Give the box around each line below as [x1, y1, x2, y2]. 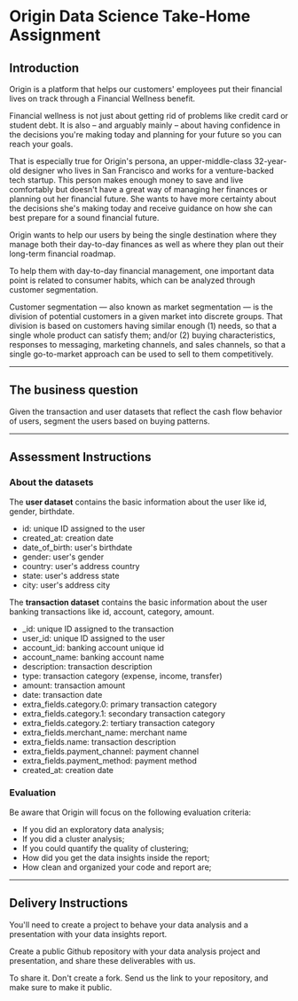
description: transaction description [21, 661, 153, 671]
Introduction [9, 60, 80, 75]
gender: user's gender [21, 551, 105, 562]
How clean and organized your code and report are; [21, 862, 212, 872]
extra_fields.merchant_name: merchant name [21, 727, 188, 738]
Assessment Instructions [9, 450, 152, 465]
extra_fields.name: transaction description [21, 736, 176, 747]
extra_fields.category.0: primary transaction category [21, 699, 217, 709]
